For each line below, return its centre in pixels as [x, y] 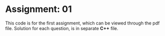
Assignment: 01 [38, 9]
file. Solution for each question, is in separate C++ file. [62, 28]
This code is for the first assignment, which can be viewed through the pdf [82, 23]
